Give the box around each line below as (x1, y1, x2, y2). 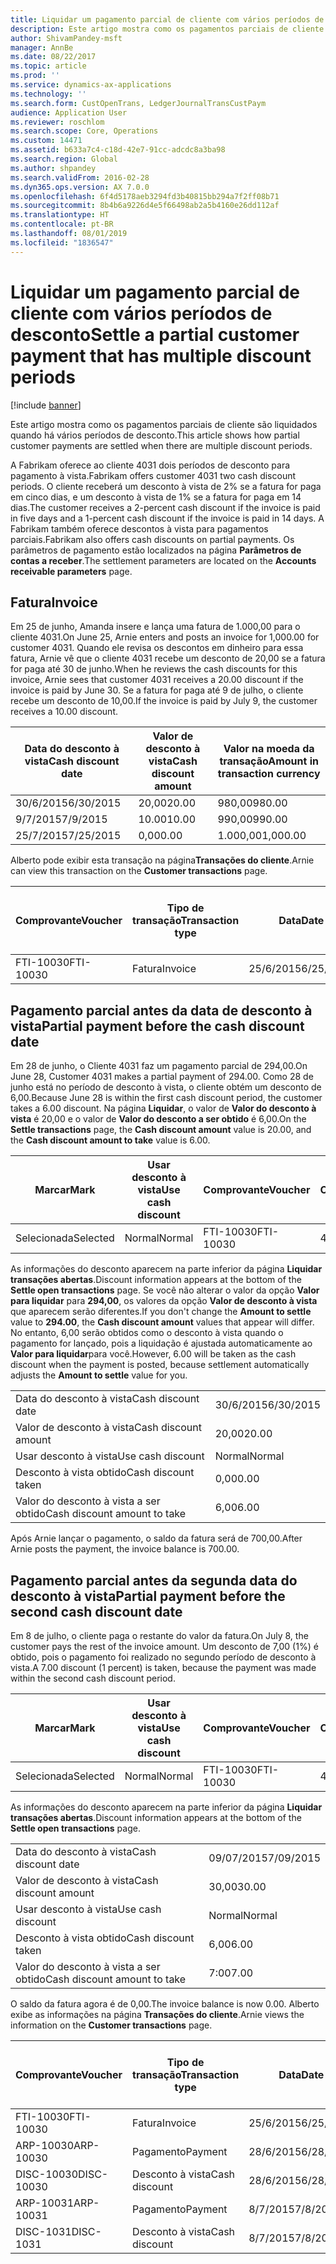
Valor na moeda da (223, 742, 315, 756)
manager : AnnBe (10, 42, 74, 53)
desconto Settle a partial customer (10, 323, 300, 346)
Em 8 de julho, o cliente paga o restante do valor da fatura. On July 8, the (10, 1630, 309, 1641)
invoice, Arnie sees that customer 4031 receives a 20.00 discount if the (10, 674, 304, 686)
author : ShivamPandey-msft (10, 33, 123, 43)
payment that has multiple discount (10, 344, 312, 367)
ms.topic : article (10, 61, 87, 71)
